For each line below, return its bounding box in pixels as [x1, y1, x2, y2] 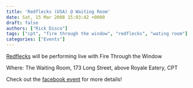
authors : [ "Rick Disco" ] [6, 25, 68, 32]
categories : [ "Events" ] [6, 36, 66, 42]
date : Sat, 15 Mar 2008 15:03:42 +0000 [6, 14, 105, 20]
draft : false [6, 20, 39, 26]
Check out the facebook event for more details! [6, 76, 122, 83]
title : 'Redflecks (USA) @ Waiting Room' [6, 8, 111, 15]
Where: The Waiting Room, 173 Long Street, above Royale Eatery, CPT [6, 64, 178, 71]
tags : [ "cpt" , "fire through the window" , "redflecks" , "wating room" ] [6, 31, 188, 37]
